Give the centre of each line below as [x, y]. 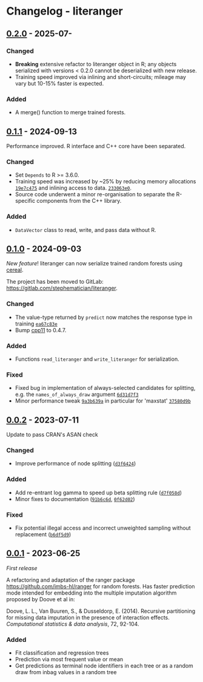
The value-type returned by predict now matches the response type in [104, 317]
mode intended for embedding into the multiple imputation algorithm [92, 593]
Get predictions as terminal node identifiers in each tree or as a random [104, 666]
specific [25, 201]
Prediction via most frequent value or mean [69, 660]
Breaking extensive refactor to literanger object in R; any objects [96, 64]
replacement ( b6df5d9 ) [43, 534]
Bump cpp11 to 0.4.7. [41, 330]
